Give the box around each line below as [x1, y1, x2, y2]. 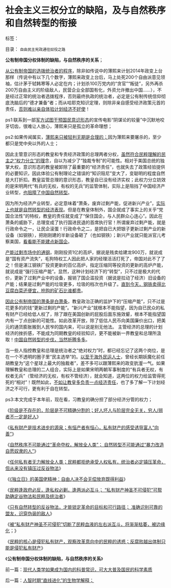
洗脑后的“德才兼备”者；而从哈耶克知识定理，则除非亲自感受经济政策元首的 [9, 99, 165, 105]
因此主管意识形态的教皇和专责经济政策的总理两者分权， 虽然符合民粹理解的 [5, 151, 161, 157]
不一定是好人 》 [9, 413, 41, 419]
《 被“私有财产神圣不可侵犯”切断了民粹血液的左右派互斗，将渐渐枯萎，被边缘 [5, 521, 165, 527]
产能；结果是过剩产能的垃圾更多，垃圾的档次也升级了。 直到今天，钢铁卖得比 [5, 281, 166, 287]
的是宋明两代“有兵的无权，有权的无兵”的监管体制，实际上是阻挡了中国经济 [5, 183, 161, 189]
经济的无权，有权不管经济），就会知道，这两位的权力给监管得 [34, 372, 161, 379]
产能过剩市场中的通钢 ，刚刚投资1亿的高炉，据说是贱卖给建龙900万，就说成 [5, 249, 163, 255]
